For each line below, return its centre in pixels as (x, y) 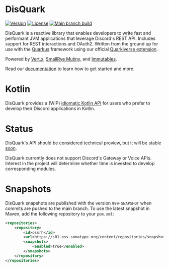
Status (19, 129)
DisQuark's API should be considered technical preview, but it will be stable (83, 143)
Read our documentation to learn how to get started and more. (70, 69)
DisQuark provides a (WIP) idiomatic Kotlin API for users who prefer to (78, 103)
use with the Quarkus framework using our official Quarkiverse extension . (82, 49)
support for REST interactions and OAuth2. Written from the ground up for (82, 43)
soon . (11, 148)
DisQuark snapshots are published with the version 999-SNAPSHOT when (78, 203)
